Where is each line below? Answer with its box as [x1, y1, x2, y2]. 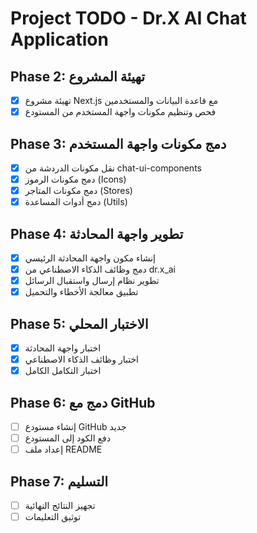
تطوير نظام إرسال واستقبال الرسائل [24, 275, 160, 287]
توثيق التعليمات [24, 511, 82, 523]
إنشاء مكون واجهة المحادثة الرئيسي [24, 252, 157, 264]
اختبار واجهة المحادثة [24, 342, 102, 354]
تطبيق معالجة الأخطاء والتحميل [24, 286, 139, 298]
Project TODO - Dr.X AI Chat [10, 7, 247, 30]
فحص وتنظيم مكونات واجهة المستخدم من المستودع [24, 106, 217, 118]
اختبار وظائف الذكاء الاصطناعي [24, 353, 139, 366]
